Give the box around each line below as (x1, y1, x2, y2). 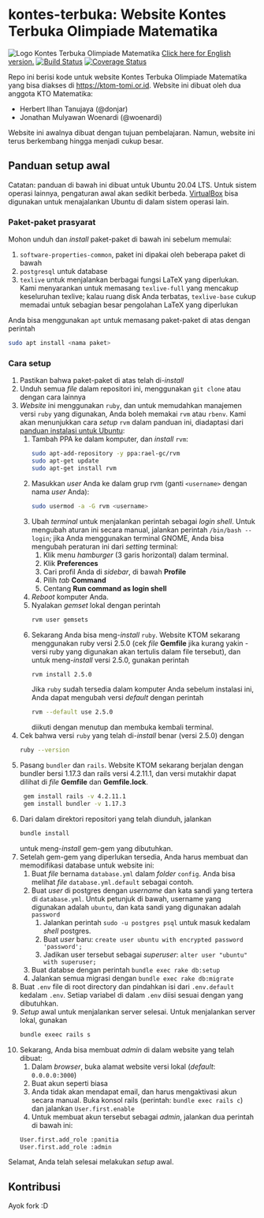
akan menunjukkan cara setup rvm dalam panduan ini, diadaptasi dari (19, 418, 244, 427)
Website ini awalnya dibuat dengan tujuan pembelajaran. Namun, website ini (8, 128, 255, 137)
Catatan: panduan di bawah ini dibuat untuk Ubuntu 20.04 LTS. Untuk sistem (8, 180, 257, 189)
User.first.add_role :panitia (19, 1135, 120, 1144)
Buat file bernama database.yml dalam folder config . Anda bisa (31, 868, 236, 878)
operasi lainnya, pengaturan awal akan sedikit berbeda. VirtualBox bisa (8, 188, 239, 198)
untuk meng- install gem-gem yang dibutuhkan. (19, 843, 173, 853)
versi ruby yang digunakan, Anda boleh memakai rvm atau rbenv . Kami (19, 409, 247, 419)
